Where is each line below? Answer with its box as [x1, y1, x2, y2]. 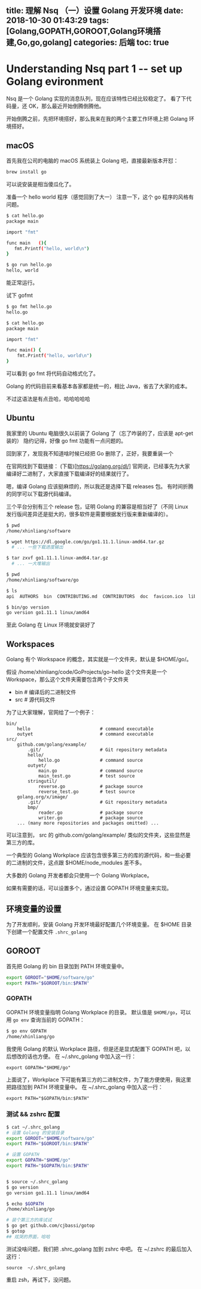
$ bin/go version [6, 604, 50, 610]
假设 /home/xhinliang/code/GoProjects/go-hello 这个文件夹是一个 [6, 668, 167, 676]
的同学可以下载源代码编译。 [6, 490, 75, 497]
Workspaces [6, 639, 55, 649]
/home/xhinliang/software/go [6, 577, 79, 583]
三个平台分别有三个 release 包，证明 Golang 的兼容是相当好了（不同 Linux [6, 503, 188, 510]
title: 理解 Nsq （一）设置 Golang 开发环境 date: [6, 5, 184, 16]
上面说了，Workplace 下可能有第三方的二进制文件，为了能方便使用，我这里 [6, 1076, 191, 1083]
